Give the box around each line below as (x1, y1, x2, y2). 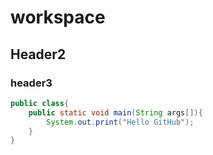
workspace (10, 6, 106, 29)
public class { (10, 98, 70, 108)
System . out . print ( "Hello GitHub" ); (46, 117, 195, 127)
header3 (10, 76, 53, 90)
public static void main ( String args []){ (28, 107, 203, 118)
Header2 (10, 46, 67, 63)
